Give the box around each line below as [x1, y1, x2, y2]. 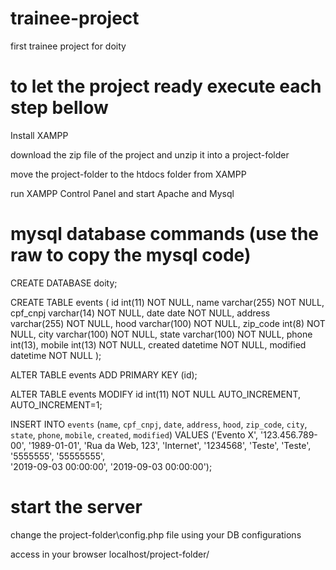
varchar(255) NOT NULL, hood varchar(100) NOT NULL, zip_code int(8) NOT [10, 317, 326, 329]
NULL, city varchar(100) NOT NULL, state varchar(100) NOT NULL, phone [10, 328, 313, 340]
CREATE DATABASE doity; [10, 277, 118, 289]
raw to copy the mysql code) [10, 244, 252, 267]
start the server [10, 496, 143, 518]
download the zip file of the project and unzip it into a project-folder [10, 148, 290, 161]
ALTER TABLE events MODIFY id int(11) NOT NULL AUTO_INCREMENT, [10, 388, 301, 400]
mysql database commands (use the [10, 223, 320, 246]
